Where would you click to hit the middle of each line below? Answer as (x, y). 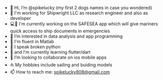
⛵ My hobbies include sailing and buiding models (61, 65)
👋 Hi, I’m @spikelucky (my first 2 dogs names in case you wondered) (81, 8)
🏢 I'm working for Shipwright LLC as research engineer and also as (79, 13)
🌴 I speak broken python (35, 47)
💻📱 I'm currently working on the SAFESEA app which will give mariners (84, 24)
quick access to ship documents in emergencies (60, 31)
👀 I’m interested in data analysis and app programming (66, 36)
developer (20, 18)
